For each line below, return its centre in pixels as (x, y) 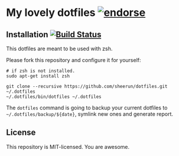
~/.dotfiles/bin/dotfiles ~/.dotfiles (54, 97)
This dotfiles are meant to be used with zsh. (59, 48)
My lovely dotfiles (51, 13)
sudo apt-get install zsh (38, 76)
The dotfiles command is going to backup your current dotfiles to (87, 108)
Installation (27, 35)
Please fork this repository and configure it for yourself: (74, 60)
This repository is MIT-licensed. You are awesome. (68, 147)
